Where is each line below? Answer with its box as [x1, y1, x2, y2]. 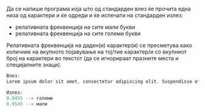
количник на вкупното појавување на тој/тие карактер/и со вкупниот [6, 48, 187, 55]
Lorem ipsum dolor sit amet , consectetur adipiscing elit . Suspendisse [6, 79, 192, 85]
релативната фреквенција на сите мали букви [15, 24, 135, 30]
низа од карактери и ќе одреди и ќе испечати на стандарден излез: [6, 12, 183, 19]
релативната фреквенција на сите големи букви [15, 30, 142, 37]
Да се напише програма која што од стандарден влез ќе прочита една [6, 5, 191, 12]
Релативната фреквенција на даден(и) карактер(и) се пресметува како [6, 42, 192, 49]
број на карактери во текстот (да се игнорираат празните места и [6, 55, 179, 61]
